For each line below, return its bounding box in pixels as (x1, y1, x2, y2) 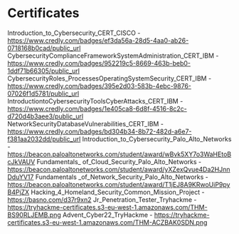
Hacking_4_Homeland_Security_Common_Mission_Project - (31, 188, 205, 196)
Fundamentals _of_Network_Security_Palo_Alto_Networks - (35, 173, 208, 181)
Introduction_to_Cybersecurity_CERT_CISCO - (7, 29, 141, 37)
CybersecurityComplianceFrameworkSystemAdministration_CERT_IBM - (7, 51, 219, 60)
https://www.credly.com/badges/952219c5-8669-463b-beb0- (7, 58, 191, 67)
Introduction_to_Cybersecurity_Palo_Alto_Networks (82, 134, 232, 143)
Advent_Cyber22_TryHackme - (63, 210, 153, 219)
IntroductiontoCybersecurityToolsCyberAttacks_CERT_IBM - (7, 96, 184, 105)
